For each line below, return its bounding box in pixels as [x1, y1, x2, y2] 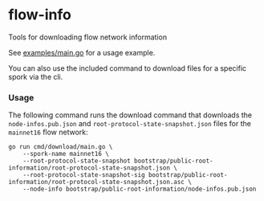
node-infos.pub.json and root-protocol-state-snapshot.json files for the [8, 119, 251, 129]
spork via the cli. [8, 72, 63, 81]
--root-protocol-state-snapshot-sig [22, 171, 146, 179]
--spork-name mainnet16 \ [22, 150, 110, 158]
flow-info [8, 6, 72, 24]
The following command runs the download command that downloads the [8, 110, 253, 120]
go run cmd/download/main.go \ [8, 143, 113, 151]
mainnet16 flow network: [8, 127, 88, 137]
